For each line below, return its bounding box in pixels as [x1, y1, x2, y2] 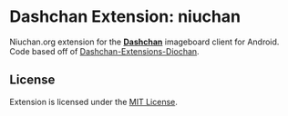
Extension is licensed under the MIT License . [9, 96, 178, 107]
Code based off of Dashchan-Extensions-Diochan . [9, 45, 200, 56]
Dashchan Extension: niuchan [9, 6, 242, 27]
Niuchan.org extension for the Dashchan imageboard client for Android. [9, 36, 280, 47]
